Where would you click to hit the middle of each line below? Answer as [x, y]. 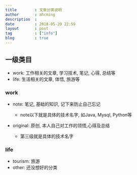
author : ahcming [30, 15]
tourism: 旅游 [26, 161]
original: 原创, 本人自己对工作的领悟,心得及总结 [61, 125]
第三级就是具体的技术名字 [47, 136]
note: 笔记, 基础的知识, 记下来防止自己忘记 [56, 104]
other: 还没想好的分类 [35, 167]
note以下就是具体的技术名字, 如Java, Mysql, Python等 [76, 114]
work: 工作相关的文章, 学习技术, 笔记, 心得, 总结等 [64, 73]
